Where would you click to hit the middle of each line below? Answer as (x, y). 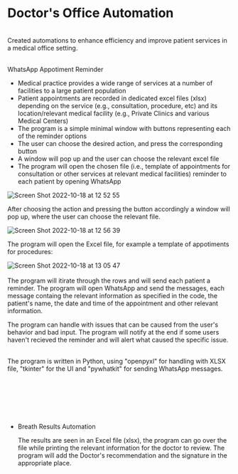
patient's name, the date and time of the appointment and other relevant (113, 303)
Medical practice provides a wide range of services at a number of (115, 83)
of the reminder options (52, 136)
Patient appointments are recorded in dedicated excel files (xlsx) (112, 98)
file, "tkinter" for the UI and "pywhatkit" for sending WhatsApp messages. (115, 369)
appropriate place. (45, 463)
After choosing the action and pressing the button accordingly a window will (119, 209)
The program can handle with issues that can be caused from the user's (113, 325)
